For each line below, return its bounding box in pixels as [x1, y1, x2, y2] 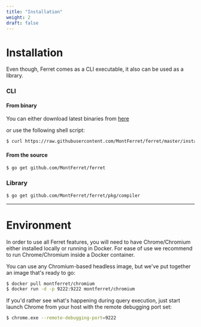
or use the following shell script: [6, 127, 85, 134]
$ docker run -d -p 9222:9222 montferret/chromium [6, 286, 135, 292]
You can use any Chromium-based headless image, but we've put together [6, 262, 191, 270]
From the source [6, 151, 48, 158]
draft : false [6, 20, 39, 26]
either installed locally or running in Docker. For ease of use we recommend [6, 244, 193, 252]
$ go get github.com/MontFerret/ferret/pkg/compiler [6, 193, 141, 199]
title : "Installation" [6, 8, 63, 15]
